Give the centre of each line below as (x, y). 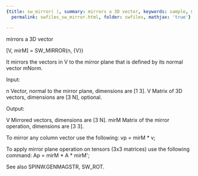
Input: (13, 79)
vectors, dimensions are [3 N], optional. (54, 97)
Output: (15, 108)
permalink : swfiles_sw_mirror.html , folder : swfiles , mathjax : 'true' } (101, 17)
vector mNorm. (24, 68)
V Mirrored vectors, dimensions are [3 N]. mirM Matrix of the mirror (88, 120)
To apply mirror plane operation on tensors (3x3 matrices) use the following (98, 149)
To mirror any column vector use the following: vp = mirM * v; (81, 137)
